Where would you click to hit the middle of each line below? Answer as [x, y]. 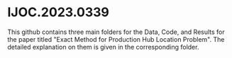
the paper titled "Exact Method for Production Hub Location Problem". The [116, 39]
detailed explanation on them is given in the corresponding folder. [103, 47]
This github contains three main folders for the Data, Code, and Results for [116, 32]
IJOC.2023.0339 [59, 12]
